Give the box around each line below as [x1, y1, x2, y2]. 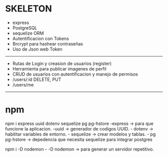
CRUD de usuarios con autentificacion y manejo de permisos [12, 71, 138, 77]
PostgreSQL [12, 24, 37, 30]
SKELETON [5, 3, 52, 14]
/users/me [12, 81, 34, 87]
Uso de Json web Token [12, 46, 62, 52]
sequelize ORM [12, 30, 44, 36]
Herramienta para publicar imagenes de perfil [12, 65, 106, 71]
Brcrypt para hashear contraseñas [12, 40, 83, 46]
